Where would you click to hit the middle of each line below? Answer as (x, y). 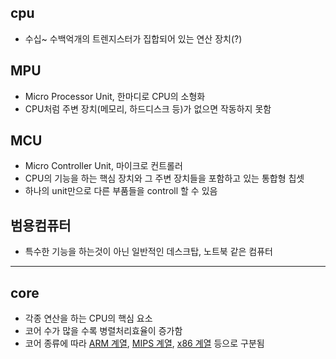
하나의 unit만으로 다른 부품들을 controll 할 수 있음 (121, 191)
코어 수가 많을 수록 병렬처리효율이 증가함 (103, 331)
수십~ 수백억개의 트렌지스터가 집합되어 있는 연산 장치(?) (133, 38)
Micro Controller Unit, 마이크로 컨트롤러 (103, 166)
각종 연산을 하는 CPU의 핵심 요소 (88, 318)
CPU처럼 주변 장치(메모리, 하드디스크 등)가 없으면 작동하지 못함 (148, 108)
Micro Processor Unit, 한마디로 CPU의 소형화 (115, 96)
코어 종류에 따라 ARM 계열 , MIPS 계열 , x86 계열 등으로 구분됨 (144, 343)
